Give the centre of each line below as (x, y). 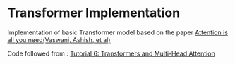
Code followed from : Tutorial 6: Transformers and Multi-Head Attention (111, 53)
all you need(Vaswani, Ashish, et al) (59, 39)
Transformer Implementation (94, 13)
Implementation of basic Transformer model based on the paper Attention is (117, 32)
